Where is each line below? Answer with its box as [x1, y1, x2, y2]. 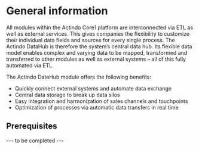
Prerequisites [6, 121, 57, 132]
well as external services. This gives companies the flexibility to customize [6, 30, 190, 37]
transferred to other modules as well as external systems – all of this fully [6, 55, 186, 62]
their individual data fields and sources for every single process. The [6, 36, 175, 43]
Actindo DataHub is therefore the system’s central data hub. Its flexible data [6, 43, 192, 50]
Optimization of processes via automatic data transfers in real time [14, 104, 179, 111]
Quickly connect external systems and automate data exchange [14, 85, 172, 92]
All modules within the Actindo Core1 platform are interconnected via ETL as [6, 24, 193, 31]
